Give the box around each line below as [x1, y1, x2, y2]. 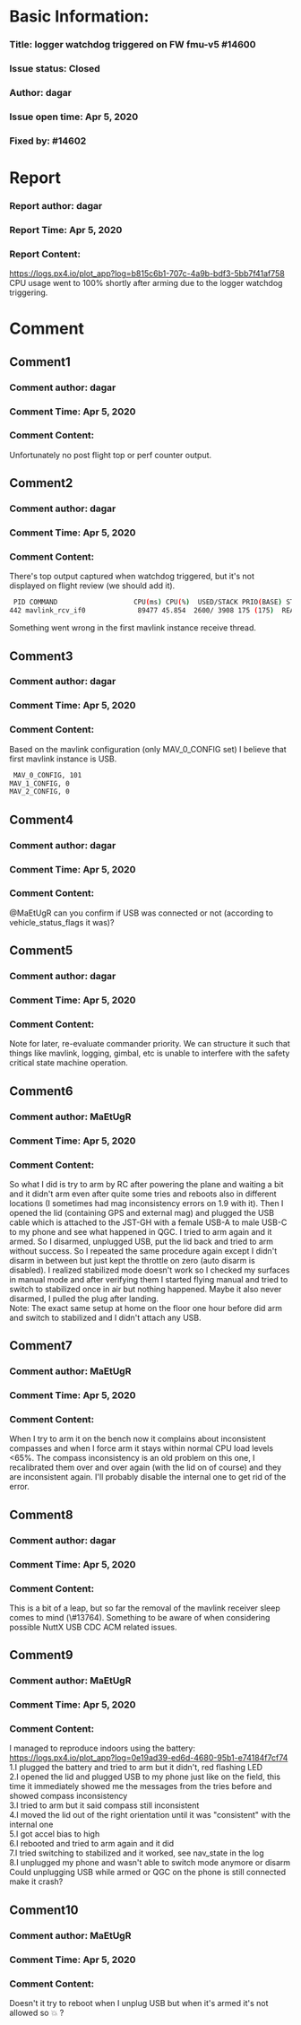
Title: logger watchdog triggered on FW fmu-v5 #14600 [9, 39, 257, 51]
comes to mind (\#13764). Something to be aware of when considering [9, 1612, 271, 1622]
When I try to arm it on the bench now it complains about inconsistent [9, 1433, 266, 1445]
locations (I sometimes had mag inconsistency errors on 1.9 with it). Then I [9, 1197, 284, 1208]
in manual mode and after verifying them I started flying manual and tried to [9, 1273, 288, 1284]
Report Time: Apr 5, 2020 [9, 223, 123, 236]
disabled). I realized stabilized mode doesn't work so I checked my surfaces [9, 1265, 290, 1275]
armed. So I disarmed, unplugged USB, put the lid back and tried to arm [9, 1236, 274, 1247]
